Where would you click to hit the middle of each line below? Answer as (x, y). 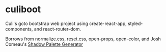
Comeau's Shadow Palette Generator (44, 44)
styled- (135, 23)
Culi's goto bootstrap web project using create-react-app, (66, 23)
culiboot (23, 9)
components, (19, 29)
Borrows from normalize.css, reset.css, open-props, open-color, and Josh (83, 39)
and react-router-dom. (58, 29)
